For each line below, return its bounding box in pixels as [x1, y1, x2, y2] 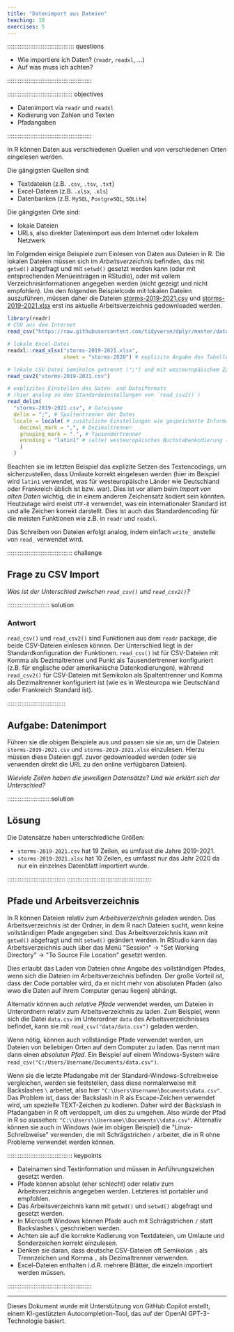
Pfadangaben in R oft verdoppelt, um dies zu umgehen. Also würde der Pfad [7, 1108, 226, 1116]
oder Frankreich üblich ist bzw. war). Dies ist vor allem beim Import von [7, 485, 211, 493]
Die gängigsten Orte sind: [7, 208, 81, 217]
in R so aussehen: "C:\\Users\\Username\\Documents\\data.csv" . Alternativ [7, 1115, 222, 1124]
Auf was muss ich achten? [17, 63, 93, 72]
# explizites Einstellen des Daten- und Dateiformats [7, 385, 167, 392]
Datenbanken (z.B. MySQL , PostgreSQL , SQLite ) [17, 194, 148, 203]
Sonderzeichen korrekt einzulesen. [17, 1239, 118, 1247]
